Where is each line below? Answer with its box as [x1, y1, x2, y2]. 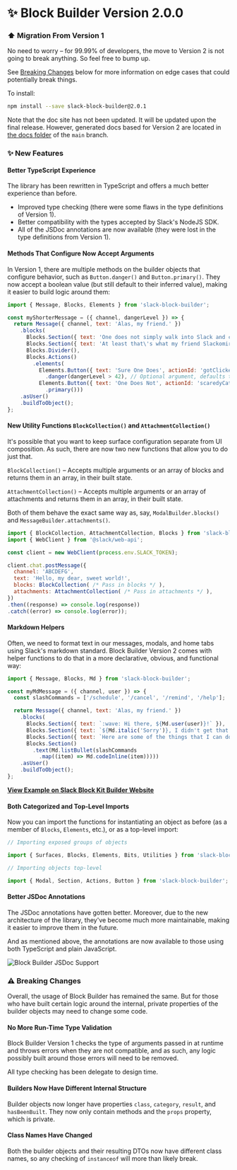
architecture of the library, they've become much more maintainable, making [7, 915, 230, 924]
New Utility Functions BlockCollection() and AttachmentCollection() [7, 421, 211, 430]
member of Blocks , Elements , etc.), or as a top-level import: [7, 825, 178, 834]
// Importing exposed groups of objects [7, 839, 128, 847]
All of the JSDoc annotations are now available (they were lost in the [17, 225, 217, 234]
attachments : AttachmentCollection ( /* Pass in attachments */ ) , [13, 588, 213, 595]
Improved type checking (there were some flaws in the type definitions [17, 203, 224, 212]
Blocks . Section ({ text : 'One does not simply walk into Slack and [25, 334, 226, 341]
